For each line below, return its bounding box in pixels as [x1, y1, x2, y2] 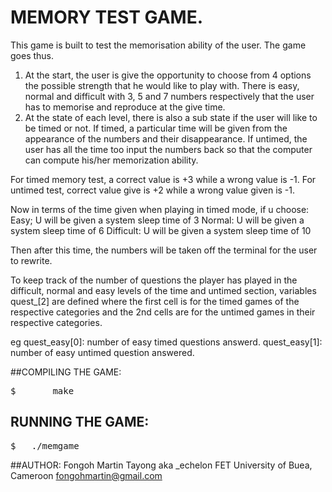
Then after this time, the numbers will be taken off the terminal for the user [10, 244, 318, 256]
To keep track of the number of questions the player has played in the [10, 274, 298, 286]
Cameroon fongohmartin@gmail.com [10, 469, 163, 481]
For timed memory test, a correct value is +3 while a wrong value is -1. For [10, 173, 317, 185]
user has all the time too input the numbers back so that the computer [24, 143, 313, 155]
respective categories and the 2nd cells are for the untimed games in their [10, 306, 316, 318]
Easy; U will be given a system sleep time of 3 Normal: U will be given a [10, 214, 305, 226]
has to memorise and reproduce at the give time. [24, 101, 226, 113]
